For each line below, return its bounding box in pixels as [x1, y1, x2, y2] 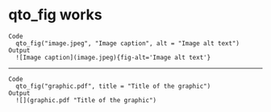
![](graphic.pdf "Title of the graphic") [15, 96, 157, 104]
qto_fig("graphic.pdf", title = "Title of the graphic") [15, 82, 211, 90]
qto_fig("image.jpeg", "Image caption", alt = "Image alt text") [15, 39, 240, 48]
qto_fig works [8, 6, 102, 24]
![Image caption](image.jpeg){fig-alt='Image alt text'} [15, 53, 211, 61]
